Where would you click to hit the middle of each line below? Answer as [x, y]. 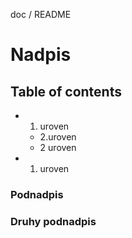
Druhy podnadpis [53, 221]
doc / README [41, 14]
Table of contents [66, 91]
